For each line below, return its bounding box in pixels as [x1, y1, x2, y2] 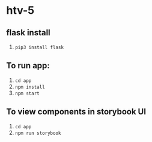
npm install [14, 84, 45, 90]
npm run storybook [14, 130, 61, 136]
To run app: [6, 61, 50, 71]
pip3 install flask [14, 44, 64, 50]
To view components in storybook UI [6, 107, 146, 117]
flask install [6, 28, 51, 38]
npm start [14, 90, 40, 96]
